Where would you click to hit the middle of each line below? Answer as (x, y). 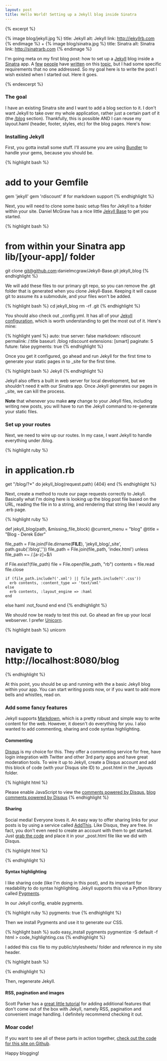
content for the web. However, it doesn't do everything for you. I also (76, 724)
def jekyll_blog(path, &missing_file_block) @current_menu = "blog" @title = (82, 529)
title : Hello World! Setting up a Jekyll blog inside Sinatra (71, 14)
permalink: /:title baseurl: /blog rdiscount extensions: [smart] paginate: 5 (79, 341)
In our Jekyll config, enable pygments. (44, 903)
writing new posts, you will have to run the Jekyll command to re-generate (81, 406)
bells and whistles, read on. (33, 695)
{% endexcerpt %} (24, 84)
